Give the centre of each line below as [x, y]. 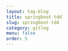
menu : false [21, 33]
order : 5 [17, 39]
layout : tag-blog [27, 11]
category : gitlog [27, 28]
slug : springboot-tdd [33, 22]
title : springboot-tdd [34, 17]
